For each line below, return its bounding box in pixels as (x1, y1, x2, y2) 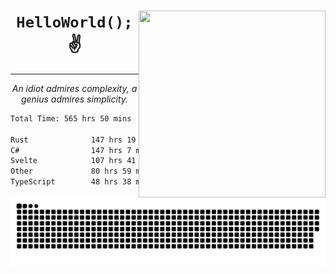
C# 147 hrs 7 (10, 145, 132, 155)
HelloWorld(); (16, 13, 133, 32)
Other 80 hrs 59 (10, 166, 132, 177)
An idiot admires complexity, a (11, 82, 138, 94)
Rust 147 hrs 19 (10, 135, 137, 145)
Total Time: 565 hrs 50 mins (10, 113, 132, 124)
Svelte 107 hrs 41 (10, 156, 137, 166)
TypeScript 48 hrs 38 (10, 177, 132, 187)
